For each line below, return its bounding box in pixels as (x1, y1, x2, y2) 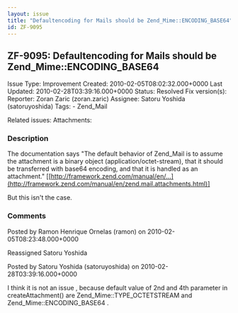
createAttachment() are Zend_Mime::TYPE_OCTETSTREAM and (7, 291, 193, 300)
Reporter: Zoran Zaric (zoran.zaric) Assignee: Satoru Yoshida (7, 95, 186, 103)
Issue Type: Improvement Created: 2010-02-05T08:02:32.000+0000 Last (7, 79, 223, 89)
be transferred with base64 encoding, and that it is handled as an (7, 164, 198, 173)
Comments (7, 211, 46, 221)
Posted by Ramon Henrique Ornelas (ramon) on (7, 227, 147, 236)
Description (7, 134, 49, 144)
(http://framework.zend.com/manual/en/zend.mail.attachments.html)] (7, 180, 210, 188)
